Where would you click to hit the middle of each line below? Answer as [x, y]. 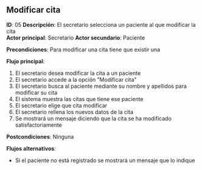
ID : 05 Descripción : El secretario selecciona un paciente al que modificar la [101, 24]
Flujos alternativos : [31, 148]
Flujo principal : [26, 61]
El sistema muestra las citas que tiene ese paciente [79, 99]
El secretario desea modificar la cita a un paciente [78, 73]
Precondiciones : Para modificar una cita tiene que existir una [83, 49]
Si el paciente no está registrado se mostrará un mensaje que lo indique [105, 160]
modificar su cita [36, 92]
